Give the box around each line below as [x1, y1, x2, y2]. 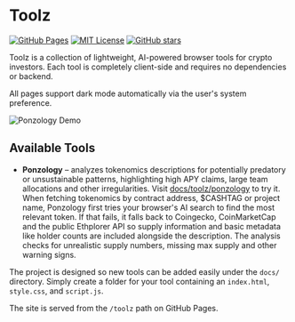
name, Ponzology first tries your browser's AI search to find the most [21, 202, 275, 213]
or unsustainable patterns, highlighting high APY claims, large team [21, 173, 268, 184]
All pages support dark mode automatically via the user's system [9, 88, 247, 99]
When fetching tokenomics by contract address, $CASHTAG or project [21, 192, 281, 203]
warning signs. [21, 249, 77, 260]
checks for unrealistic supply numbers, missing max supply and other [21, 239, 277, 250]
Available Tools [9, 141, 96, 156]
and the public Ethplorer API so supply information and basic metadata [21, 221, 282, 231]
